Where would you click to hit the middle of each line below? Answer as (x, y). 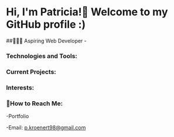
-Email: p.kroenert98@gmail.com (46, 128)
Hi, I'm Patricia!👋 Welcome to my (87, 12)
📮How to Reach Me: (35, 103)
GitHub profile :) (46, 24)
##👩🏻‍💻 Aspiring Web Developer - (46, 41)
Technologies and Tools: (42, 56)
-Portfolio (18, 116)
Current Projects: (31, 72)
